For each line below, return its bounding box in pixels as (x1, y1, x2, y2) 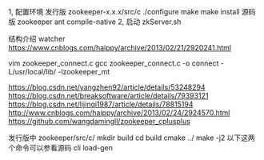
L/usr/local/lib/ (8, 67, 57, 76)
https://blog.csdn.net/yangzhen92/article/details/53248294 (8, 82, 206, 92)
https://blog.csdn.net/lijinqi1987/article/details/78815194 (8, 99, 194, 109)
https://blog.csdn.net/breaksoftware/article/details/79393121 (8, 91, 209, 100)
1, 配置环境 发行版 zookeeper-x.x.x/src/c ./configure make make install (8, 7, 240, 16)
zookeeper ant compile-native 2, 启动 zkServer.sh (17, 17, 182, 26)
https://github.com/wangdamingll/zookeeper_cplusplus (8, 117, 190, 126)
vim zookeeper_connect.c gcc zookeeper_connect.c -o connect (8, 58, 219, 68)
